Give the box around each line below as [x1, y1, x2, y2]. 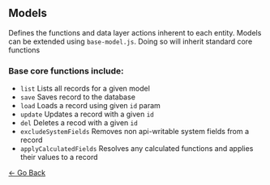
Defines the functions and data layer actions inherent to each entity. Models [8, 27, 262, 37]
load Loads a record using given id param [19, 101, 161, 111]
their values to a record [19, 153, 99, 162]
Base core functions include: [8, 65, 124, 76]
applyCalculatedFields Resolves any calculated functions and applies [19, 144, 254, 153]
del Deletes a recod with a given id [19, 118, 138, 128]
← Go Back [8, 168, 46, 178]
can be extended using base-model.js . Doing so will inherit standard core [8, 36, 253, 46]
